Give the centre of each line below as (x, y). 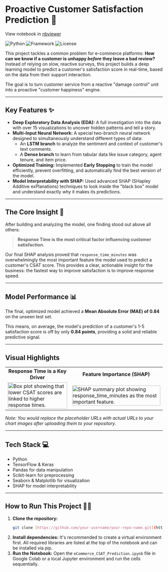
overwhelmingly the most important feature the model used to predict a (79, 260)
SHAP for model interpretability (44, 486)
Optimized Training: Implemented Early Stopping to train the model (82, 165)
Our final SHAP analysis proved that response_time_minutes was (71, 254)
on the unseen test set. (29, 317)
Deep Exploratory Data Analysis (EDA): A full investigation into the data (87, 122)
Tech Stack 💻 (27, 445)
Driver (37, 378)
